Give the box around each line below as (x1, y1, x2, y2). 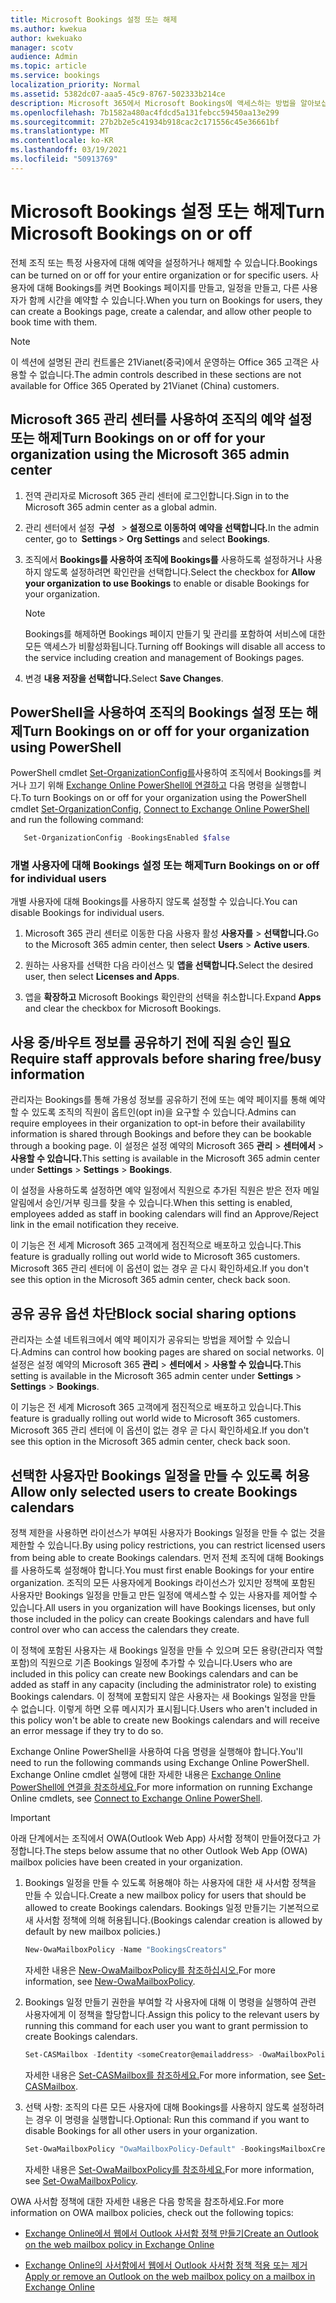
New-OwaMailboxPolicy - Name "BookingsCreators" (24, 1944, 227, 1955)
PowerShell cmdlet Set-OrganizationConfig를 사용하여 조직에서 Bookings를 (10, 767, 312, 779)
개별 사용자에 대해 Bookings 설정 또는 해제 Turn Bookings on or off (10, 859, 320, 873)
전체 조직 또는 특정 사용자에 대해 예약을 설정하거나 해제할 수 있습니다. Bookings (10, 256, 318, 268)
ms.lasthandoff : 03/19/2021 (10, 145, 128, 155)
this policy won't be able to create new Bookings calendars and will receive (10, 1714, 320, 1726)
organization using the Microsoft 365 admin (10, 446, 290, 463)
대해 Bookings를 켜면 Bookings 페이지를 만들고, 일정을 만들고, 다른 (36, 281, 300, 293)
